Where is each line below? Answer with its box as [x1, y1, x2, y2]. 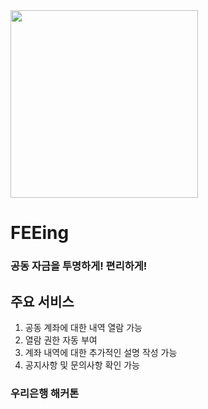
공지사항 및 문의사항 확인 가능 [24, 359, 140, 371]
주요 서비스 [10, 293, 75, 310]
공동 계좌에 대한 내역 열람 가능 [24, 321, 143, 333]
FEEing [10, 222, 70, 244]
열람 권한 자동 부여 [24, 334, 98, 346]
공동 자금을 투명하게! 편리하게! [10, 259, 148, 273]
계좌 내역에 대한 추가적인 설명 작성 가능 [24, 346, 178, 358]
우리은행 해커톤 [10, 386, 80, 400]
